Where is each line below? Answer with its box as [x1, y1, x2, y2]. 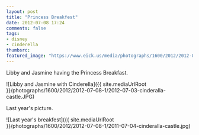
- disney [6, 36, 28, 42]
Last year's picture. [6, 104, 53, 111]
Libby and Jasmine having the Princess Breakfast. [6, 69, 129, 76]
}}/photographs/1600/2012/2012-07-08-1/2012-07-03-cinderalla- [6, 86, 166, 94]
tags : [6, 31, 20, 37]
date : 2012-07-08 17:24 [6, 20, 65, 25]
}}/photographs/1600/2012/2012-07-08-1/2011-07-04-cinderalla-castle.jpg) [6, 122, 191, 129]
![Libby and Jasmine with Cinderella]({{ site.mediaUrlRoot [6, 81, 147, 88]
